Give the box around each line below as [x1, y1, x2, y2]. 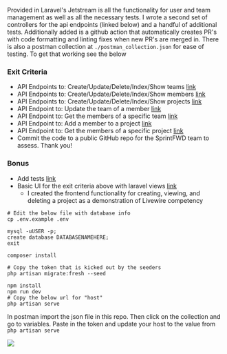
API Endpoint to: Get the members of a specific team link [17, 112, 178, 120]
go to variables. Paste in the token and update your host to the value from [7, 319, 215, 328]
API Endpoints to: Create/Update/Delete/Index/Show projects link [17, 97, 202, 106]
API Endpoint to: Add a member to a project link [17, 119, 152, 128]
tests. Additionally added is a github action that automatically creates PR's [7, 28, 217, 36]
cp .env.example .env [7, 215, 69, 223]
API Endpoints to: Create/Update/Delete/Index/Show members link [17, 90, 206, 99]
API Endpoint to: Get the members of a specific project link [17, 127, 184, 135]
